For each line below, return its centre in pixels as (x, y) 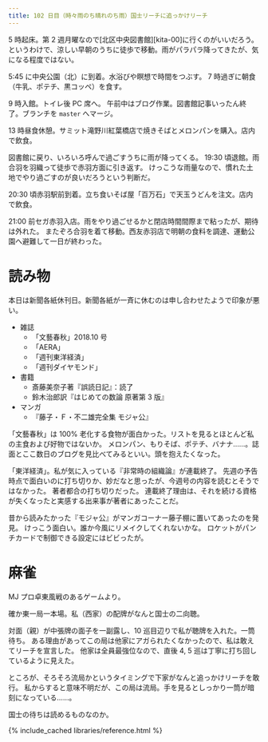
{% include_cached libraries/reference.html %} (85, 730)
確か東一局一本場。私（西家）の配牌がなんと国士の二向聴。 (106, 613)
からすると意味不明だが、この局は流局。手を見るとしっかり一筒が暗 (143, 687)
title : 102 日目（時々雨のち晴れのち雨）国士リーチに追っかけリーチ (108, 16)
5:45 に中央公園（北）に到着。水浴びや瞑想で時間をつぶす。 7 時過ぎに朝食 (132, 76)
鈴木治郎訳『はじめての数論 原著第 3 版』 (100, 397)
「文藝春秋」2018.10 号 (69, 337)
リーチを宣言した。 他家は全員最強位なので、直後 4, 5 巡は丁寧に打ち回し (136, 650)
